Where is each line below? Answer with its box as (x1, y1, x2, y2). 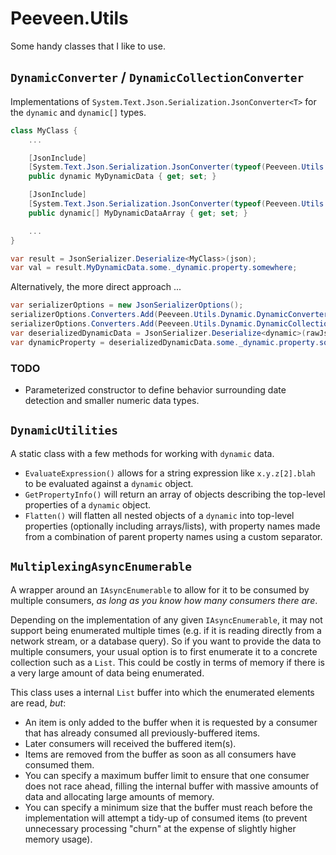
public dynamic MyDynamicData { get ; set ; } (28, 172, 217, 182)
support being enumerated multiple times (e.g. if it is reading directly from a (10, 624, 322, 636)
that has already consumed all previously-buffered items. (24, 727, 261, 739)
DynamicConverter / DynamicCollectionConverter (10, 69, 305, 86)
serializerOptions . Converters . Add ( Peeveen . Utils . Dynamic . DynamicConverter (10, 310, 329, 320)
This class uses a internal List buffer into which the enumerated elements (10, 686, 315, 698)
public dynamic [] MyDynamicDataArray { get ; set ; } (28, 208, 248, 218)
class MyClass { (10, 125, 78, 136)
